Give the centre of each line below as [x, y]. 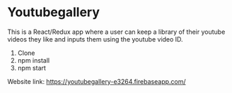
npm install [34, 60]
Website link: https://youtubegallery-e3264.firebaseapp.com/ [97, 81]
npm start [31, 68]
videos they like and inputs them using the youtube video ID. [95, 39]
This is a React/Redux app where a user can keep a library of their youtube [116, 32]
